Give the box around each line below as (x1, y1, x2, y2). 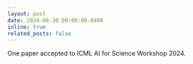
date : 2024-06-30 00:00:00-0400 (7, 17, 103, 24)
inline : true (7, 23, 46, 30)
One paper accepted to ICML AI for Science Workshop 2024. (7, 49, 187, 58)
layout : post (7, 10, 46, 18)
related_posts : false (7, 30, 72, 37)
